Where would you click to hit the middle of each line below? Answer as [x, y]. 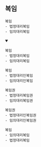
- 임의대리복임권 [19, 101]
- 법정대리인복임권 [21, 115]
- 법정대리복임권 [19, 95]
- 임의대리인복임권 [21, 120]
